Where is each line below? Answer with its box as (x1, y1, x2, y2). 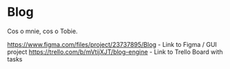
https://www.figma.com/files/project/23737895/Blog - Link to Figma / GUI (7, 40, 218, 48)
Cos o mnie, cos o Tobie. (7, 27, 78, 35)
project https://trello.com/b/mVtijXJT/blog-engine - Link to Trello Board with (7, 48, 223, 56)
